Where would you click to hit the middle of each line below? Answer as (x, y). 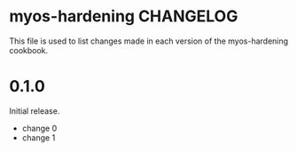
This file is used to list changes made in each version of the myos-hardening (149, 41)
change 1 (39, 137)
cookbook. (29, 50)
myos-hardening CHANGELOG (124, 16)
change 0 (39, 128)
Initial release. (35, 111)
